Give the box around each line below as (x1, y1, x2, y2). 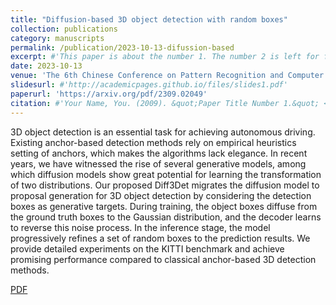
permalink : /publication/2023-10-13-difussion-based (10, 42, 235, 53)
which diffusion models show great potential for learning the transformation (10, 168, 322, 180)
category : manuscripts (10, 33, 105, 43)
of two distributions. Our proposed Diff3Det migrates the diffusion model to (10, 179, 320, 191)
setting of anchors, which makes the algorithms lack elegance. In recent (10, 147, 308, 159)
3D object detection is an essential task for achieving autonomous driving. (10, 126, 316, 138)
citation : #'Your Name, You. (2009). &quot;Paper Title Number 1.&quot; (10, 98, 320, 108)
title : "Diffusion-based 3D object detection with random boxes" (10, 14, 288, 25)
